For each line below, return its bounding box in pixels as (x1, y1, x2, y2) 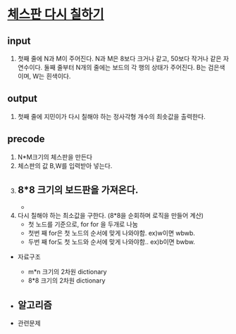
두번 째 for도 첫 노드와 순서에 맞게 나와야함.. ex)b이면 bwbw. (27, 238, 195, 246)
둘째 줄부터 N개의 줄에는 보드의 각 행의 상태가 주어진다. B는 (44, 63, 206, 71)
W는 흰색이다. (32, 72, 71, 80)
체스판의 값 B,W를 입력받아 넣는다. (17, 161, 113, 169)
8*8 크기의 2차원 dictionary (27, 276, 106, 285)
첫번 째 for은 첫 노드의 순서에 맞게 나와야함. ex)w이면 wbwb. (27, 229, 196, 238)
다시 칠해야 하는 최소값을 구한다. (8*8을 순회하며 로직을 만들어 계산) (17, 212, 204, 220)
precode (7, 133, 45, 145)
